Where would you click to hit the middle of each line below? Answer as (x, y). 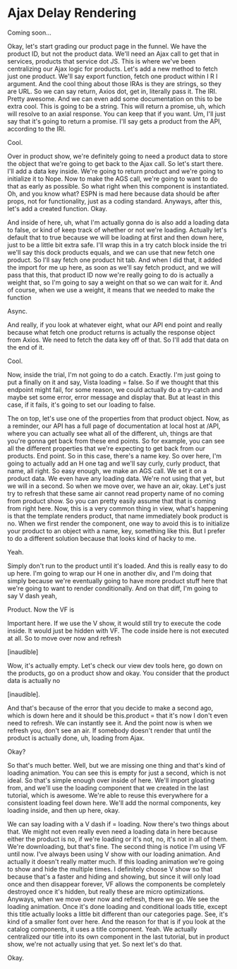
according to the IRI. (37, 129)
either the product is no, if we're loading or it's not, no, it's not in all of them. (117, 839)
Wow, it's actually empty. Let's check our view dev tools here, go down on (115, 665)
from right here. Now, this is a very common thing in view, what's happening (118, 508)
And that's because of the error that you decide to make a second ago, (110, 708)
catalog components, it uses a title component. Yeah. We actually (102, 929)
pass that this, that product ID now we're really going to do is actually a (110, 275)
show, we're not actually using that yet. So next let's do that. (95, 944)
